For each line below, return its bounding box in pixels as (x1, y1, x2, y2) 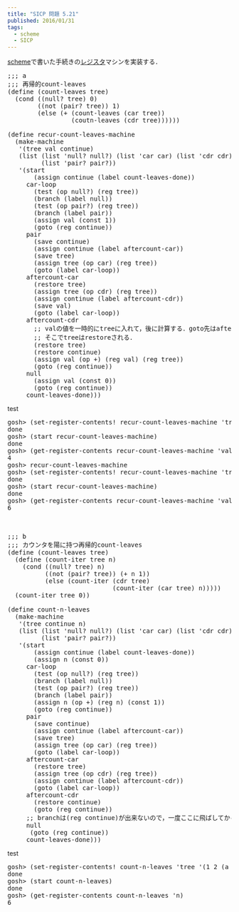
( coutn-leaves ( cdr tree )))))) (70, 116, 180, 125)
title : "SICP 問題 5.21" (7, 10, 79, 18)
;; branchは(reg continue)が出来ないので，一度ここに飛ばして (26, 814, 225, 822)
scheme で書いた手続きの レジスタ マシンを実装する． (7, 58, 162, 66)
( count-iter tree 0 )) (14, 592, 90, 599)
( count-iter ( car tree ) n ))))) (112, 584, 222, 592)
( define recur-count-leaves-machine (7, 131, 135, 139)
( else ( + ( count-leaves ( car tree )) (37, 109, 166, 118)
